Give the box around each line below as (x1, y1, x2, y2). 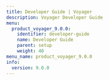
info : (6, 59, 20, 65)
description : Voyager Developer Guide (6, 14, 103, 20)
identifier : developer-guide (17, 31, 90, 37)
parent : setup (17, 43, 52, 49)
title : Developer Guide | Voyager (6, 8, 93, 15)
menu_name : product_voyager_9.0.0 (6, 54, 93, 60)
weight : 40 (17, 48, 44, 54)
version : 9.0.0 (11, 64, 50, 71)
